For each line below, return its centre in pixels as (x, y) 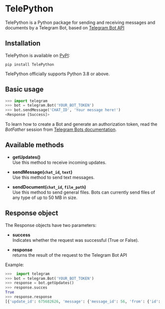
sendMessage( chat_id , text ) (42, 172)
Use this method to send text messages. (54, 177)
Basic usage (24, 89)
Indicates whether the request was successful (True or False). (76, 240)
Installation (23, 44)
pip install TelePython (30, 64)
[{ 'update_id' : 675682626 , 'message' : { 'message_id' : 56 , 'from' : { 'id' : (83, 302)
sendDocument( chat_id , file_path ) (49, 187)
